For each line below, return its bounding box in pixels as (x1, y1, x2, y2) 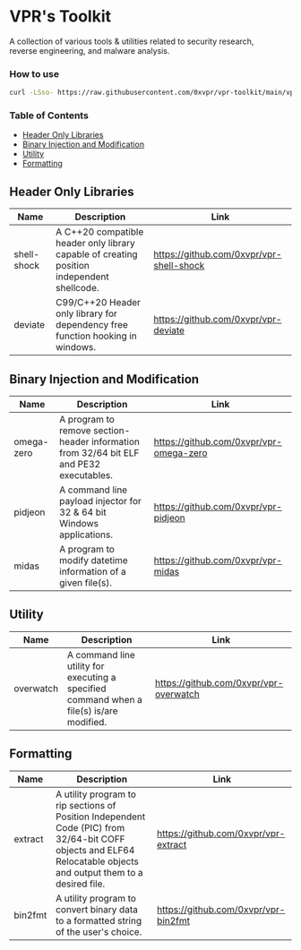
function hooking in (55, 330, 137, 342)
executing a (66, 671, 116, 683)
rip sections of (55, 799, 116, 811)
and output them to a (55, 866, 143, 878)
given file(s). (59, 577, 112, 589)
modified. (66, 715, 107, 728)
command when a (66, 693, 143, 706)
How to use (9, 67, 60, 80)
